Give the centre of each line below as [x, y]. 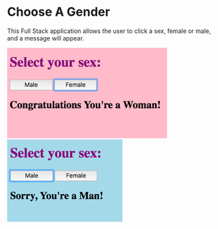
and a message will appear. [46, 38]
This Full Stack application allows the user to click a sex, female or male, [109, 31]
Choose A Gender [59, 12]
